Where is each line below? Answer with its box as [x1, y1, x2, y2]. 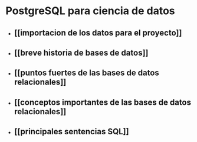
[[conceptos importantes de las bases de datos [14, 97, 192, 107]
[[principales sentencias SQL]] [14, 127, 129, 137]
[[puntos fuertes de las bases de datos [14, 68, 160, 78]
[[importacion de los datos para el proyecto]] [14, 28, 182, 38]
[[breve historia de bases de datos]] [14, 47, 149, 57]
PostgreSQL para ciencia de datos [5, 4, 175, 18]
